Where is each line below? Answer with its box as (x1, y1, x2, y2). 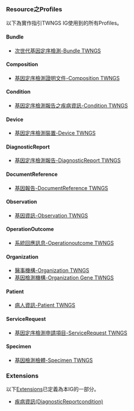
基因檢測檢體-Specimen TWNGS (14, 357, 93, 364)
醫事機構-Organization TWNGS (14, 267, 90, 274)
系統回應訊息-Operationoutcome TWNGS (14, 239, 114, 246)
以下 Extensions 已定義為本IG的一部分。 (6, 386, 99, 393)
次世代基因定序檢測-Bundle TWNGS (14, 47, 101, 54)
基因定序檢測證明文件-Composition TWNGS (14, 74, 120, 81)
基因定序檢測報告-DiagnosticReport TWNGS (14, 157, 121, 164)
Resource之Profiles (6, 5, 63, 13)
